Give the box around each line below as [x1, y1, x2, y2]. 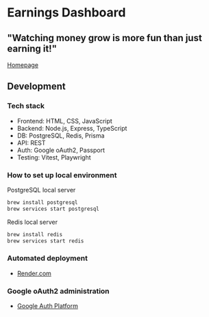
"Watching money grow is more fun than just [7, 32, 202, 44]
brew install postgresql [7, 199, 78, 206]
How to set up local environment [7, 170, 117, 179]
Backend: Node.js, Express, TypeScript [16, 124, 127, 132]
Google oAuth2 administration [7, 286, 110, 296]
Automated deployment [7, 253, 88, 263]
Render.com [16, 269, 51, 277]
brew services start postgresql [7, 205, 99, 212]
